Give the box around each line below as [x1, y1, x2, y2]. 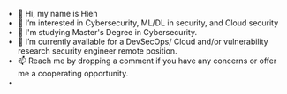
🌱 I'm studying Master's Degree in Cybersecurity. [17, 27, 198, 37]
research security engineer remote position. [17, 46, 178, 56]
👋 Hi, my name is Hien [17, 9, 98, 18]
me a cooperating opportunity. [17, 69, 129, 78]
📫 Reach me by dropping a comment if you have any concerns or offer [17, 55, 277, 66]
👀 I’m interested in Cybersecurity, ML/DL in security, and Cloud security [17, 18, 279, 28]
